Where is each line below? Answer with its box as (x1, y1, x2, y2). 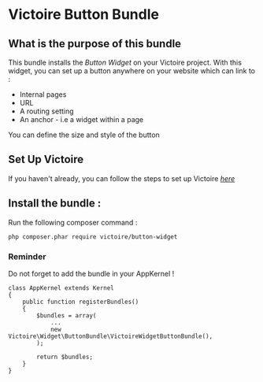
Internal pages (19, 90, 67, 99)
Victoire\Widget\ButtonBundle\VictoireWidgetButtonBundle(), (8, 332, 213, 340)
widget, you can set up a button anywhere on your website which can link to (8, 66, 256, 76)
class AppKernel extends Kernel (8, 284, 114, 292)
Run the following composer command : (8, 217, 138, 227)
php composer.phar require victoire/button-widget (8, 232, 178, 241)
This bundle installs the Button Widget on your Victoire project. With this (8, 57, 243, 67)
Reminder (8, 250, 46, 261)
